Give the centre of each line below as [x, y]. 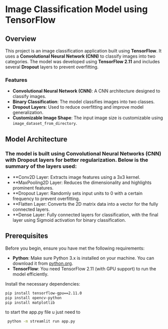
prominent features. [33, 187]
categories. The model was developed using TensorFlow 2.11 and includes [82, 61]
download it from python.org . [43, 263]
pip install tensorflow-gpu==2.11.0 [44, 293]
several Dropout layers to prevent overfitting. [52, 67]
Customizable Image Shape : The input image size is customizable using [88, 118]
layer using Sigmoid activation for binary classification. [69, 220]
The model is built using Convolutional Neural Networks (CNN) [83, 154]
